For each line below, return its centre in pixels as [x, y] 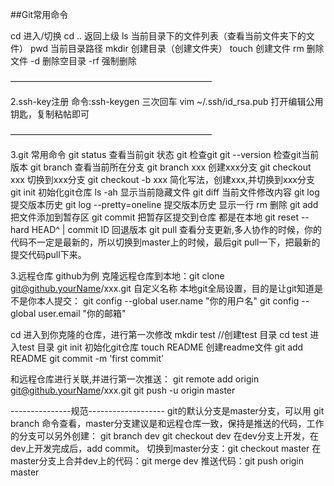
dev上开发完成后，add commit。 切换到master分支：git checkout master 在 [166, 448]
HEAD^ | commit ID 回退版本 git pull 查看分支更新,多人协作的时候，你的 [177, 229]
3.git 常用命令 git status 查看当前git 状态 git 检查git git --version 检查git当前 [165, 154]
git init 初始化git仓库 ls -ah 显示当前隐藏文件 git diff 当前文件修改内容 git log [165, 192]
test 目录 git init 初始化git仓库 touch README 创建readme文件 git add [161, 347]
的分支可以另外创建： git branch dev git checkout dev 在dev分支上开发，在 [164, 436]
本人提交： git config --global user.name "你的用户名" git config [168, 301]
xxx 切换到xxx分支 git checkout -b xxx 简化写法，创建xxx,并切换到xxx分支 [162, 179]
